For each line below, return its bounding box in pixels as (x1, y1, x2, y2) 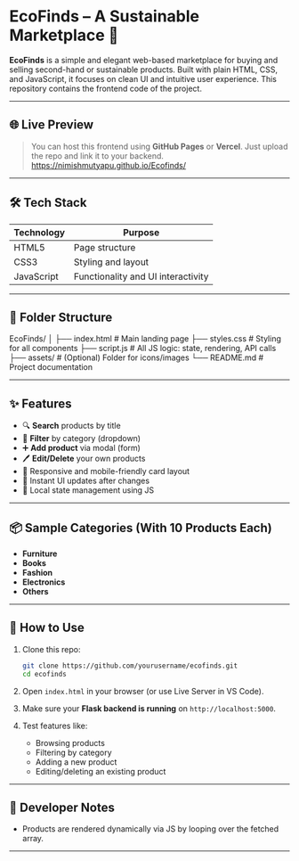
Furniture (21, 548, 58, 559)
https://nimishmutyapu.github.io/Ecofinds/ (30, 160, 187, 170)
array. (21, 833, 44, 844)
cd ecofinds (21, 669, 67, 678)
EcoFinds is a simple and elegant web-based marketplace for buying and (9, 54, 279, 65)
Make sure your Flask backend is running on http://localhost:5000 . (21, 702, 276, 714)
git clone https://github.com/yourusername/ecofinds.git (21, 661, 238, 670)
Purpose (123, 225, 160, 238)
